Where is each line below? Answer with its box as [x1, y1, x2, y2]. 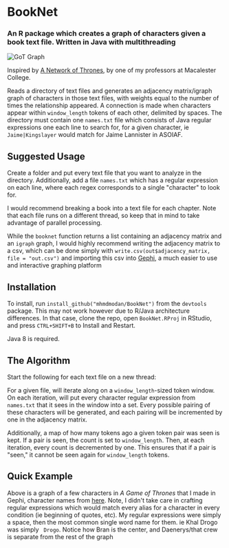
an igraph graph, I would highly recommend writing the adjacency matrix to [7, 239, 221, 248]
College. [7, 74, 31, 82]
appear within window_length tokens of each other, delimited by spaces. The [7, 109, 222, 117]
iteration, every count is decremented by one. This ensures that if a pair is [7, 443, 217, 451]
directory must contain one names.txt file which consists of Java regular [7, 116, 212, 124]
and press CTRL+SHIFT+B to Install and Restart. [7, 321, 136, 330]
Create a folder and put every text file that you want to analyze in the [7, 169, 201, 177]
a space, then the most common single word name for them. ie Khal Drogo [7, 518, 218, 526]
